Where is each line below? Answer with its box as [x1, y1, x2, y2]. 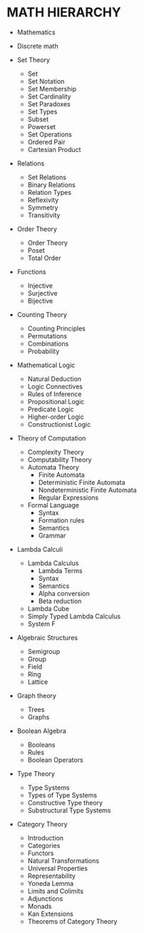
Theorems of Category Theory [27, 917, 118, 925]
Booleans [27, 740, 56, 749]
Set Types [27, 107, 58, 116]
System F [27, 619, 56, 628]
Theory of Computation [16, 433, 86, 443]
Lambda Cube [27, 604, 69, 612]
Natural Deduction [27, 374, 82, 383]
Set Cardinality [27, 92, 71, 101]
